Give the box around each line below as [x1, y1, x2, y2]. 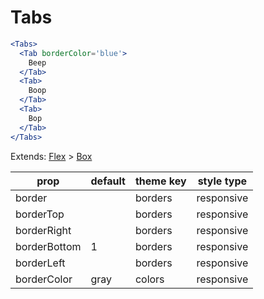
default [90, 174, 126, 188]
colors [134, 272, 165, 286]
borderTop [15, 207, 65, 221]
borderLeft [15, 256, 66, 270]
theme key [134, 174, 187, 188]
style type [197, 174, 248, 188]
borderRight [15, 223, 72, 237]
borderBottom [15, 239, 82, 253]
